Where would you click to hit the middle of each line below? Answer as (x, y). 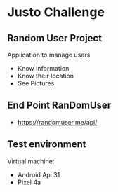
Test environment (47, 144)
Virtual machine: (31, 161)
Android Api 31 (39, 174)
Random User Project (55, 38)
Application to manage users (49, 55)
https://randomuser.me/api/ (57, 122)
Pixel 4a (29, 182)
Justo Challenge (56, 12)
